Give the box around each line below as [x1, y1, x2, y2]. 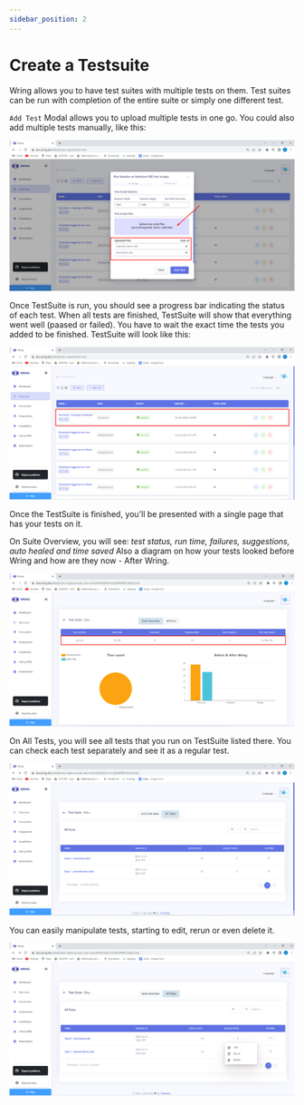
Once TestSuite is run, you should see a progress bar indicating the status [9, 300, 285, 311]
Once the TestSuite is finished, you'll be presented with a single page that [9, 508, 284, 519]
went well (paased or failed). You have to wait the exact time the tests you [9, 319, 285, 330]
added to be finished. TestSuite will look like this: [9, 329, 192, 340]
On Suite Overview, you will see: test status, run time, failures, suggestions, [9, 535, 290, 546]
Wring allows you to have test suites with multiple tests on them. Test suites [9, 84, 291, 95]
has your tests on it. [9, 518, 83, 529]
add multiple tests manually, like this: [9, 122, 147, 132]
